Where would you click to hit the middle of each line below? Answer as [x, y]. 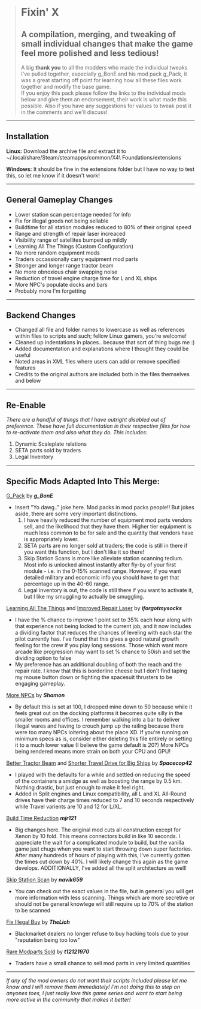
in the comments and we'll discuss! [64, 112]
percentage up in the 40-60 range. [67, 584]
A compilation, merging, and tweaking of [98, 34]
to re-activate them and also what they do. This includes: [77, 433]
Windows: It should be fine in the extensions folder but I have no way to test [100, 169]
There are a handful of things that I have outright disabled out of [86, 420]
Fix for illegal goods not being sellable [62, 221]
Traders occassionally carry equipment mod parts [77, 259]
